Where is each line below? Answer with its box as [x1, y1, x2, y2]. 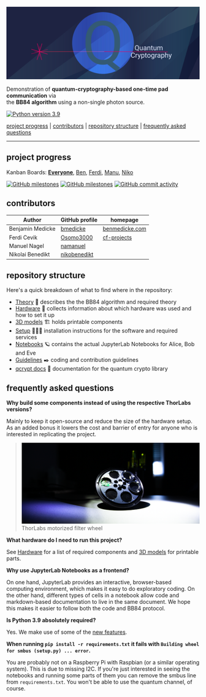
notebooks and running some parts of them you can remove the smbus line [6, 672, 196, 679]
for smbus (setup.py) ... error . [6, 647, 91, 654]
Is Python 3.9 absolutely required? [6, 617, 96, 624]
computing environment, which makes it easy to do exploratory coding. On [6, 585, 195, 593]
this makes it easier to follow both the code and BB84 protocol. [6, 605, 166, 612]
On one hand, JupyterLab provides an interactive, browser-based [6, 579, 172, 586]
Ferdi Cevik [9, 234, 38, 241]
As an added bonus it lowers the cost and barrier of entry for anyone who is [6, 424, 198, 431]
